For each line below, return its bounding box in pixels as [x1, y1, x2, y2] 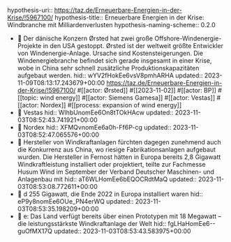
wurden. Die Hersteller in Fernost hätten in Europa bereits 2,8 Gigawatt [17, 153, 221, 161]
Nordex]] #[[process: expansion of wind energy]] [40, 101, 182, 109]
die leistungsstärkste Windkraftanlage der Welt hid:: [17, 220, 167, 227]
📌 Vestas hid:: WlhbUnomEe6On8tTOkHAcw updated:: [17, 108, 174, 116]
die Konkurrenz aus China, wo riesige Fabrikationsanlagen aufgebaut [17, 146, 216, 153]
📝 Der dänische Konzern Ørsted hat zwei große [17, 34, 154, 43]
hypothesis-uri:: [7, 6, 53, 14]
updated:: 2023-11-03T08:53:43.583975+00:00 [54, 227, 191, 235]
